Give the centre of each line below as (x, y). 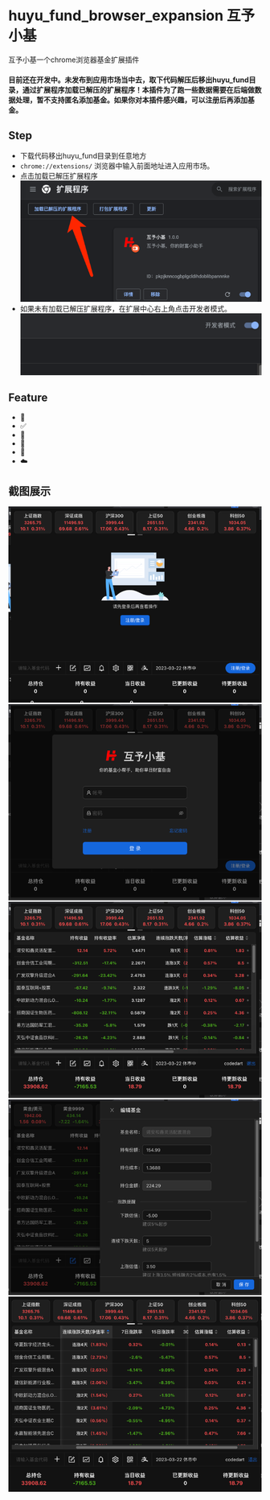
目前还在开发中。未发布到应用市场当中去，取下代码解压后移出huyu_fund (129, 80)
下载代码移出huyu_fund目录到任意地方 (83, 156)
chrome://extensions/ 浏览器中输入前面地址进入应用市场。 (117, 166)
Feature (28, 398)
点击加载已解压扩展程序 (59, 176)
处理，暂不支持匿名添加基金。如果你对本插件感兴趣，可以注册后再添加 (131, 100)
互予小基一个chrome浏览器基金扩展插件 (74, 60)
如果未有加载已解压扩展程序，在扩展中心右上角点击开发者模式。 (125, 308)
